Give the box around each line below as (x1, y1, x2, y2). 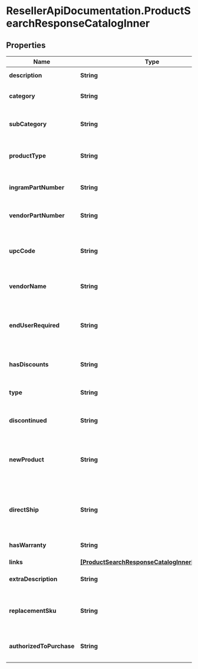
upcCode (9, 247, 35, 255)
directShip (9, 506, 39, 514)
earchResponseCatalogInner (6, 17, 150, 30)
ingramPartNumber (9, 183, 65, 191)
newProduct (9, 455, 44, 464)
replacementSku (9, 606, 57, 615)
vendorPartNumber (9, 211, 65, 219)
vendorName (9, 282, 47, 290)
